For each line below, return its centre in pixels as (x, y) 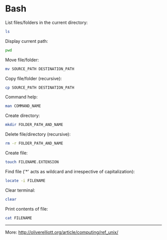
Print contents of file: (27, 209)
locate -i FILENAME (25, 180)
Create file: (17, 153)
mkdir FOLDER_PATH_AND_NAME (34, 125)
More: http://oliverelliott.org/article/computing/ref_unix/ (62, 232)
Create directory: (23, 116)
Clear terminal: (20, 190)
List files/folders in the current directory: (46, 22)
